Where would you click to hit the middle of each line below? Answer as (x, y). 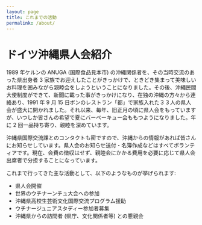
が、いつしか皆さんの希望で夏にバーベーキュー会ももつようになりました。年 (101, 117)
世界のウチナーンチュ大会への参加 (57, 194)
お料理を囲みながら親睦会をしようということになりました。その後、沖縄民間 (101, 87)
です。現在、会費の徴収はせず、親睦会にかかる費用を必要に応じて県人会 (106, 153)
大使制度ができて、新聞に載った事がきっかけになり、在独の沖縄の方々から (99, 95)
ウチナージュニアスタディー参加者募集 (62, 209)
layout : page (23, 12)
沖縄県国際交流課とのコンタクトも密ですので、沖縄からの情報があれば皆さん (101, 138)
